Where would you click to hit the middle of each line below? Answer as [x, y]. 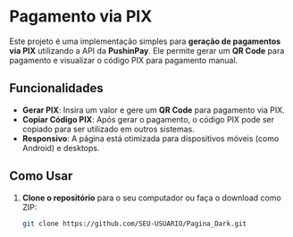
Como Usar [41, 176]
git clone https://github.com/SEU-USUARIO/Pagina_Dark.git [134, 224]
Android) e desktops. [61, 148]
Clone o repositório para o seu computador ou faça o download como [151, 198]
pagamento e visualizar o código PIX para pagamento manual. [124, 60]
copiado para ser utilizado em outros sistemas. [108, 129]
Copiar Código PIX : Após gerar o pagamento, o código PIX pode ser [148, 119]
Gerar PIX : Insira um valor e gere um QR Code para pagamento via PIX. [154, 110]
